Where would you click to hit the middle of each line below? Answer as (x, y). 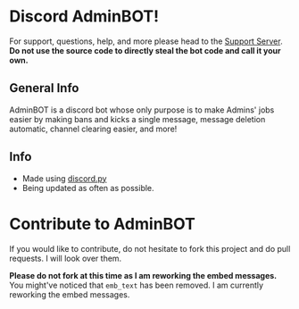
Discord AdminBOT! (84, 17)
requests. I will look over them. (66, 258)
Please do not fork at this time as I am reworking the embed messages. (143, 275)
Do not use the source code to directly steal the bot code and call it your (145, 50)
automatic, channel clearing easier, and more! (93, 129)
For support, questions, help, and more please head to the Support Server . (146, 41)
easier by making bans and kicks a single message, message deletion (137, 119)
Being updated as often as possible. (88, 188)
